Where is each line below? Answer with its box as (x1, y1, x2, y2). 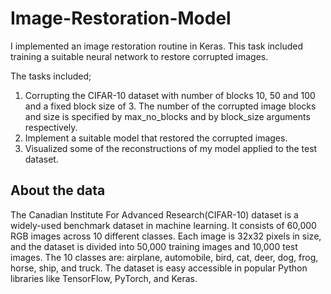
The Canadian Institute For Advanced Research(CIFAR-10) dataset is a (10, 208, 299, 221)
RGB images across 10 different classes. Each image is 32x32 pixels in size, (10, 230, 322, 242)
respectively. (24, 121, 78, 133)
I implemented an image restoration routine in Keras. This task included (10, 40, 304, 52)
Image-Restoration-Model (10, 7, 232, 30)
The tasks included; (10, 70, 92, 82)
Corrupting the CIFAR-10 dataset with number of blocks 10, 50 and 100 (24, 89, 316, 101)
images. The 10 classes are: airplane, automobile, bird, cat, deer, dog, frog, (10, 251, 319, 263)
